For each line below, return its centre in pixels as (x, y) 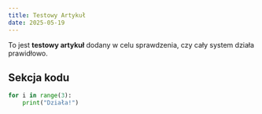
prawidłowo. (28, 53)
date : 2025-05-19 (37, 23)
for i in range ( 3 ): (40, 96)
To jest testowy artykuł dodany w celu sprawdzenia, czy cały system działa (131, 45)
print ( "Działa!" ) (51, 103)
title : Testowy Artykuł (47, 15)
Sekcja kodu (39, 78)
